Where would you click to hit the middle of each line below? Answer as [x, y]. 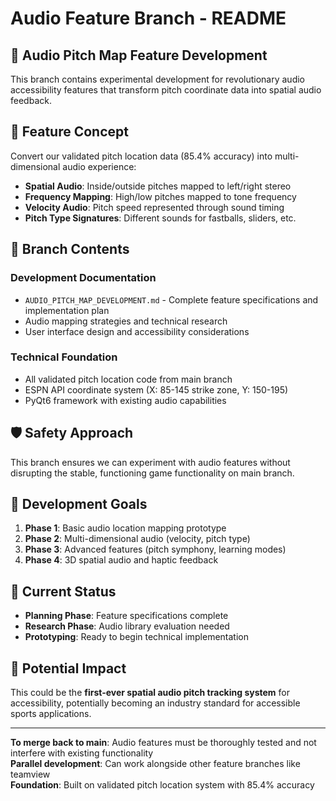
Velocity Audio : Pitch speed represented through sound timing [154, 207]
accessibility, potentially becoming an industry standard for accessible [155, 703]
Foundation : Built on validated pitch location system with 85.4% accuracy [162, 785]
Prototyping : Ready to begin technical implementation [137, 637]
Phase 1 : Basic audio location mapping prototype [125, 528]
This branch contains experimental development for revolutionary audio [157, 79]
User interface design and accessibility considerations [137, 331]
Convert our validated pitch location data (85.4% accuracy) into [141, 156]
